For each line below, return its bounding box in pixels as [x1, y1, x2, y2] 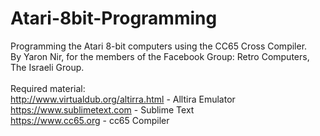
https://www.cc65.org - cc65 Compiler [10, 114, 170, 126]
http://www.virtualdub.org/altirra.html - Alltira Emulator [10, 93, 236, 105]
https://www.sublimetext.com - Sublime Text [10, 103, 195, 116]
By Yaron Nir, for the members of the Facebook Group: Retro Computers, [10, 50, 310, 62]
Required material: [10, 82, 86, 94]
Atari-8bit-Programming [10, 7, 218, 30]
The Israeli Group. [10, 61, 85, 73]
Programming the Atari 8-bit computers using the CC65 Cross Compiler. [10, 40, 308, 52]
